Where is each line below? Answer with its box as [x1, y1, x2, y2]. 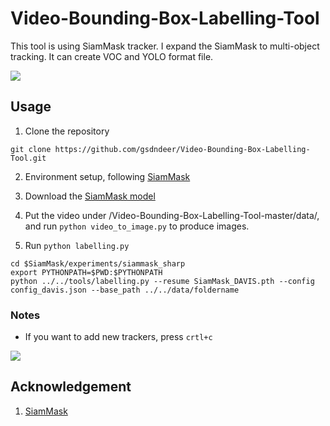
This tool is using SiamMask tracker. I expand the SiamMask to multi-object [10, 40, 320, 52]
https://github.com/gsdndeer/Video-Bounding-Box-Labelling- [54, 144, 311, 154]
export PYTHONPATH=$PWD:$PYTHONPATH [10, 267, 163, 277]
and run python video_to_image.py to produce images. [24, 220, 250, 232]
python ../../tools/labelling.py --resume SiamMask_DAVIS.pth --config [10, 276, 315, 286]
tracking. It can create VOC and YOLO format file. [10, 50, 214, 62]
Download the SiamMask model [24, 190, 156, 202]
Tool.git [10, 153, 47, 163]
